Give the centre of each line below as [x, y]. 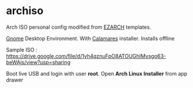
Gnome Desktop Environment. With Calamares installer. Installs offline [90, 38]
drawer [15, 80]
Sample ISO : [22, 50]
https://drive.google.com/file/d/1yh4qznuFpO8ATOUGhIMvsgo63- [86, 56]
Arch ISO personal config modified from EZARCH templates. [79, 27]
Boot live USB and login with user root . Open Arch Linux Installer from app [97, 73]
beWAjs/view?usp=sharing [38, 62]
